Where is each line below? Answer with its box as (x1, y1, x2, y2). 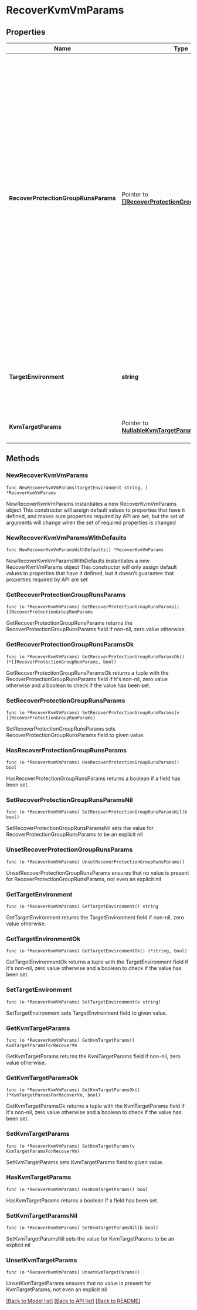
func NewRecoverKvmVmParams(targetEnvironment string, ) (6, 485, 148, 491)
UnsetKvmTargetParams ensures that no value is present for (6, 1280, 151, 1287)
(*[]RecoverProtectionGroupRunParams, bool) (6, 659, 117, 665)
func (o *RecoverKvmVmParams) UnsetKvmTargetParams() (6, 1269, 141, 1275)
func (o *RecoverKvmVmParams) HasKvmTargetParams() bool (6, 1186, 148, 1192)
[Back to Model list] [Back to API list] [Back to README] (6, 1298, 141, 1305)
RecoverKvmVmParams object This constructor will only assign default (6, 563, 177, 571)
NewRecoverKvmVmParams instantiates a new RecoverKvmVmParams (6, 500, 177, 507)
